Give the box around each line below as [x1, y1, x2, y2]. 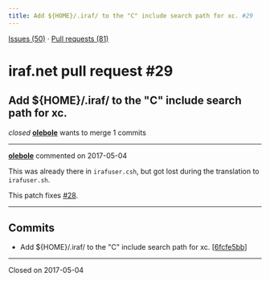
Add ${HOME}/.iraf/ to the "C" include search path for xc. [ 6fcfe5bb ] [19, 242, 247, 252]
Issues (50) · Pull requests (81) [8, 34, 109, 43]
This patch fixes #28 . [8, 190, 79, 200]
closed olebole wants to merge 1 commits [8, 128, 147, 137]
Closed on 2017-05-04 [8, 266, 84, 275]
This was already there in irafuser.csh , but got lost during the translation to [8, 166, 260, 176]
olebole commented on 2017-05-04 [8, 150, 128, 161]
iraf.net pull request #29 [8, 62, 174, 80]
